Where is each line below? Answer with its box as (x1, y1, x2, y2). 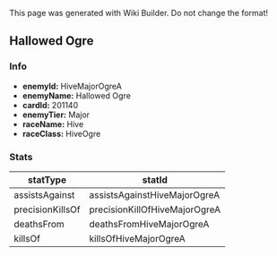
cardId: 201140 (22, 99, 79, 110)
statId (142, 174, 169, 186)
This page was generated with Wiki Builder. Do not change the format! (9, 8, 269, 18)
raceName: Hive (22, 118, 84, 129)
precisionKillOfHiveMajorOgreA (89, 203, 221, 216)
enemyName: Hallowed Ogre (22, 90, 132, 101)
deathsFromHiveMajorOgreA (89, 218, 210, 230)
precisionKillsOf (13, 203, 81, 216)
